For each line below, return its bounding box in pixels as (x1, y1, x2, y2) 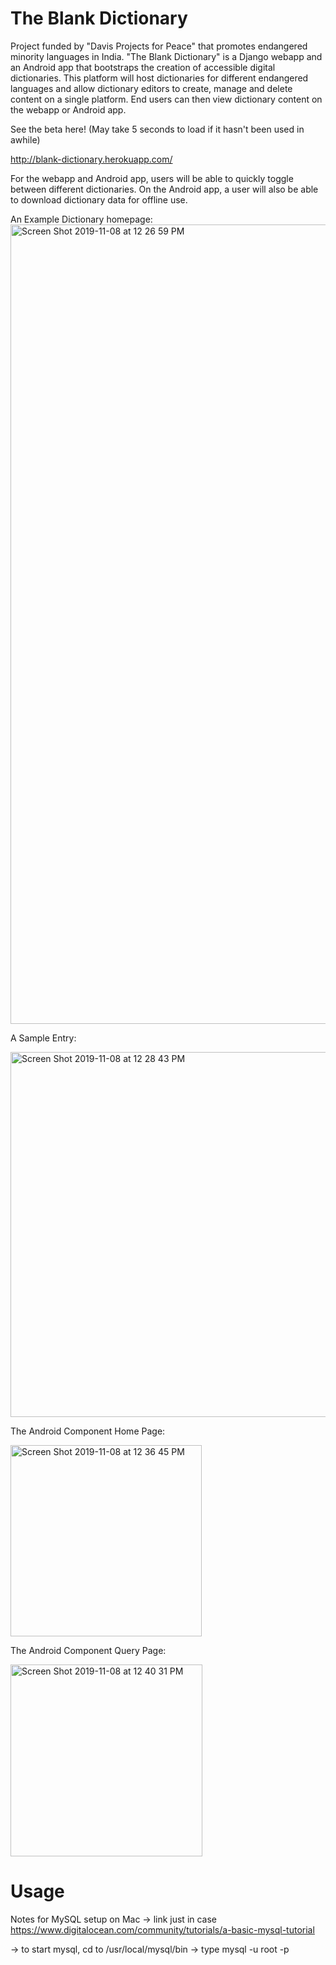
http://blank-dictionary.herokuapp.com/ (10, 153, 173, 165)
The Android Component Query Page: (10, 1644, 167, 1656)
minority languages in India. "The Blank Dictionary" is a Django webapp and (10, 50, 323, 62)
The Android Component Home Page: (10, 1425, 166, 1437)
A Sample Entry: (10, 1032, 77, 1044)
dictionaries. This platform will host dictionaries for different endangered (10, 72, 309, 84)
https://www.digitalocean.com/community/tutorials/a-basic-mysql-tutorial (10, 1923, 315, 1936)
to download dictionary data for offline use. (10, 193, 188, 206)
